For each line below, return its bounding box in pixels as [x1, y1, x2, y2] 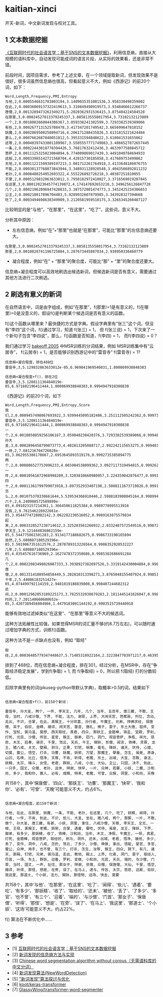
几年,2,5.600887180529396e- [5, 547, 61, 552]
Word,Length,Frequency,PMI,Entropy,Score [5, 402, 90, 407]
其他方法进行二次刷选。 [5, 274, 52, 280]
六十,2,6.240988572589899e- [5, 499, 61, 504]
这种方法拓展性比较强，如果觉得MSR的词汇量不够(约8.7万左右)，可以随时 [5, 620, 151, 626]
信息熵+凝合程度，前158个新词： [5, 801, 61, 806]
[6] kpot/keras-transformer [12, 981, 66, 987]
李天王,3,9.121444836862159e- [5, 528, 64, 533]
